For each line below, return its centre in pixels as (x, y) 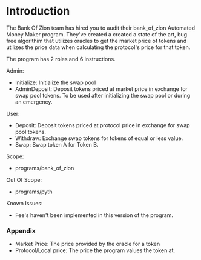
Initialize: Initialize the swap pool (55, 82)
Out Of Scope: (24, 179)
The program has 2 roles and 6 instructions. (61, 59)
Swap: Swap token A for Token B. (57, 144)
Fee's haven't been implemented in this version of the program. (94, 215)
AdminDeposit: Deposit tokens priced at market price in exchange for (101, 88)
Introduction (38, 11)
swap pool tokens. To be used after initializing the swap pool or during (103, 95)
